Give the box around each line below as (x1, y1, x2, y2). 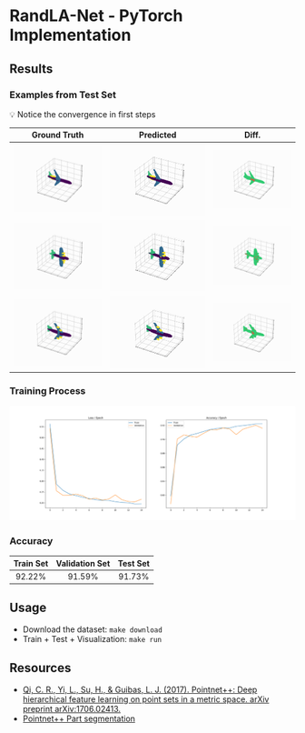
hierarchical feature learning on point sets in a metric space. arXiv (22, 694, 270, 705)
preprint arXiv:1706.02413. (22, 704, 121, 715)
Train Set (13, 557, 49, 568)
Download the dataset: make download (22, 624, 163, 635)
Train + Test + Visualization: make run (22, 634, 162, 645)
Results (9, 61, 54, 76)
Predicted (139, 129, 177, 141)
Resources (9, 660, 72, 676)
